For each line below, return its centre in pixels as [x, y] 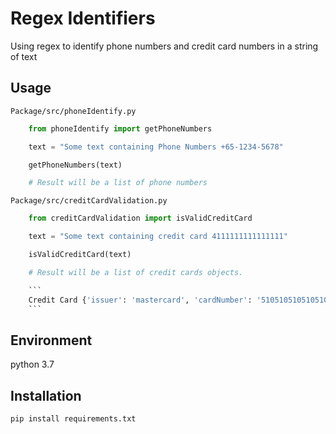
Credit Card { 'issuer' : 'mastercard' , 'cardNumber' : [140, 300]
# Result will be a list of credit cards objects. [136, 272]
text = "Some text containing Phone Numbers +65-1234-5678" [156, 147]
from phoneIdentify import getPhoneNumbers [120, 128]
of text [24, 56]
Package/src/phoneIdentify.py [73, 111]
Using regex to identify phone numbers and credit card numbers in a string [164, 46]
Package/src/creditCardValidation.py [89, 201]
